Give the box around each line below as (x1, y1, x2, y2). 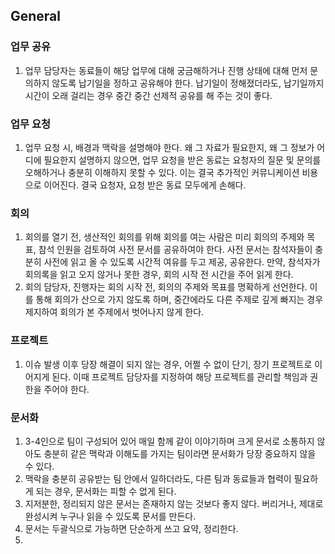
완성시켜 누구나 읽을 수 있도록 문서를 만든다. (24, 510, 197, 522)
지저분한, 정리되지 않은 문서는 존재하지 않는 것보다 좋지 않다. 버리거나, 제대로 (24, 497, 324, 509)
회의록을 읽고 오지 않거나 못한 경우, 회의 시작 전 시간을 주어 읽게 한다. (24, 269, 294, 281)
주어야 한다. (43, 383, 90, 395)
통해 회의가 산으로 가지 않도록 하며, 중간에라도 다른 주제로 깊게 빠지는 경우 (35, 294, 324, 306)
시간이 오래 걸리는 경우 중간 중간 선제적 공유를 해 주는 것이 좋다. (24, 89, 273, 101)
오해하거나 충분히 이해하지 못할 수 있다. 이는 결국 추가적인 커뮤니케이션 (24, 166, 300, 178)
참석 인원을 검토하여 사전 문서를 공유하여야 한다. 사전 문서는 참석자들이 (38, 244, 313, 256)
